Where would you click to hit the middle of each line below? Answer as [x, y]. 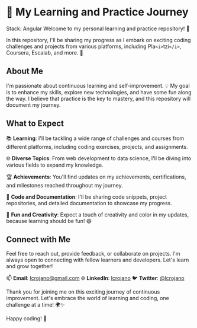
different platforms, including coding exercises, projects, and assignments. [97, 147]
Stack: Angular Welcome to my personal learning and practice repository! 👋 [98, 28]
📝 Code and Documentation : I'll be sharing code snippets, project [87, 197]
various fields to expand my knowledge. [55, 165]
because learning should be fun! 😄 [49, 221]
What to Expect [35, 124]
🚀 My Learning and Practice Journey [97, 12]
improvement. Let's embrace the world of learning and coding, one [88, 298]
